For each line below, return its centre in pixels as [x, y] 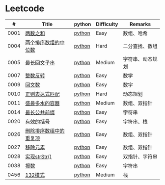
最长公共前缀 [40, 112]
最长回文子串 [40, 63]
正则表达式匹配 [42, 94]
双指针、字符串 [140, 157]
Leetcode [25, 9]
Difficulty [107, 24]
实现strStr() [39, 157]
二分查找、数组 [140, 46]
